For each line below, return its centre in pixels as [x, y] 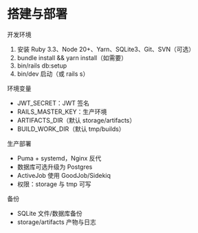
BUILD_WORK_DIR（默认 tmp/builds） [71, 129]
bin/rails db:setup [42, 65]
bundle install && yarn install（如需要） [72, 58]
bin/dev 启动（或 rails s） [53, 74]
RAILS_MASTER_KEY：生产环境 [62, 112]
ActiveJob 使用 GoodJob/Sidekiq [64, 175]
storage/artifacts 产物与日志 [56, 222]
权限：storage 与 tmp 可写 [54, 184]
